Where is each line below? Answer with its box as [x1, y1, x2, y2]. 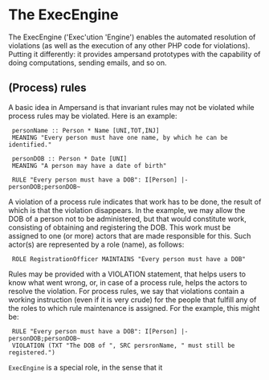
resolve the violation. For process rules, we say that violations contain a [8, 286, 245, 296]
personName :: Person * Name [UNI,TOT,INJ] [11, 126, 160, 134]
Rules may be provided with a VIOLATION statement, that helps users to [8, 269, 247, 279]
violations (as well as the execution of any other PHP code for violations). [8, 40, 251, 50]
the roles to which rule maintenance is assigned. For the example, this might [8, 303, 260, 313]
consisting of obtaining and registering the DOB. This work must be [8, 223, 231, 232]
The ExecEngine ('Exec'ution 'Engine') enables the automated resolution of [8, 32, 256, 42]
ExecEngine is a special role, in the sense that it [8, 362, 163, 372]
